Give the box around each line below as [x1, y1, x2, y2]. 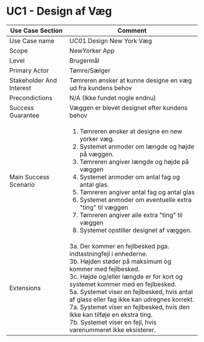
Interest [9, 83, 32, 92]
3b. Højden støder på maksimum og [69, 257, 172, 265]
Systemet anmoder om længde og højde [80, 142, 194, 150]
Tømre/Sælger [69, 66, 110, 74]
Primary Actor [9, 66, 49, 74]
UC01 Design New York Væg [69, 37, 152, 45]
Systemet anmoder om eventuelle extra [80, 195, 192, 204]
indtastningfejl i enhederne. [69, 250, 148, 258]
